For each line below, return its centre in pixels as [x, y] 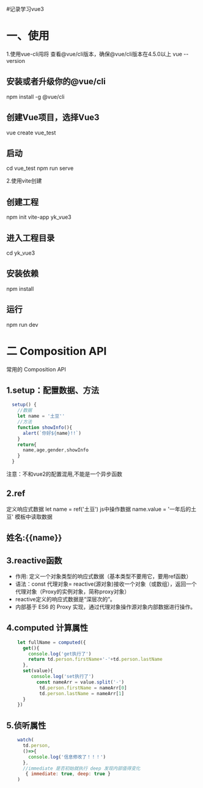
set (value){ [38, 671]
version [16, 60]
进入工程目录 [31, 238]
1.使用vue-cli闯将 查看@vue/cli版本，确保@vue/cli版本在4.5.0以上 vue [94, 54]
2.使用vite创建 [24, 181]
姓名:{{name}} [34, 538]
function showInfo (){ [45, 427]
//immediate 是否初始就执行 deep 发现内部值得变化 [81, 768]
